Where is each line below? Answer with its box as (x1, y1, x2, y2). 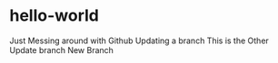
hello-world (9, 5, 100, 26)
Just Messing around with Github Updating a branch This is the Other (9, 35, 270, 46)
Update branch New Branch (9, 44, 114, 55)
